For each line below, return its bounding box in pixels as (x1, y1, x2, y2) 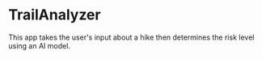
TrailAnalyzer (8, 6, 101, 24)
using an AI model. (8, 40, 71, 50)
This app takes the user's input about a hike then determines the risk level (8, 32, 255, 42)
